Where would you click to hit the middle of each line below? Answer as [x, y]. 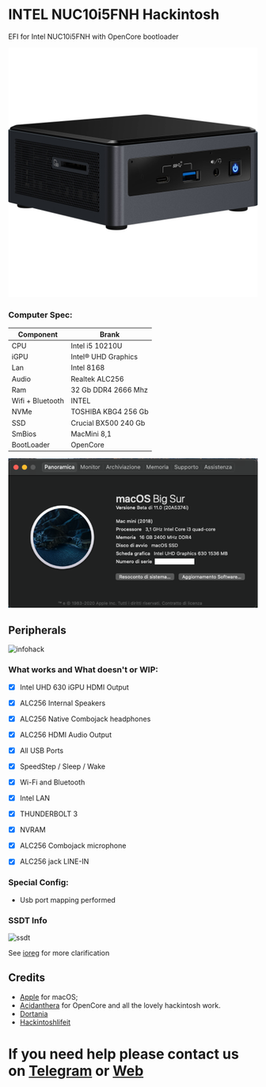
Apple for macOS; [49, 997]
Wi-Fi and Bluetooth [52, 782]
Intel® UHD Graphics [104, 357]
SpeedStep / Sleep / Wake [62, 766]
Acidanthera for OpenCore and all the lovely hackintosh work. [120, 1005]
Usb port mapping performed [68, 899]
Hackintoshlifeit [45, 1022]
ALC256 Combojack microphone [73, 846]
